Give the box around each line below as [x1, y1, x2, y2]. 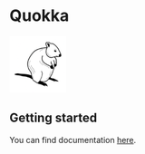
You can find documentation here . [9, 134, 137, 145]
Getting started [9, 111, 98, 126]
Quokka [9, 5, 70, 26]
